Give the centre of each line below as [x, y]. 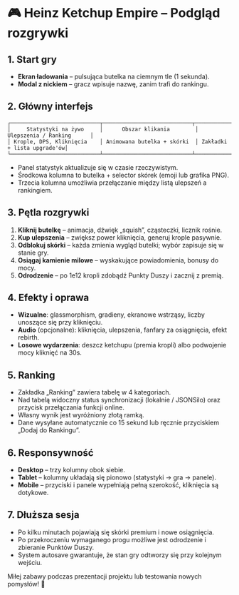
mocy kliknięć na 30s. [49, 352]
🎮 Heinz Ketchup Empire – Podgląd [114, 13]
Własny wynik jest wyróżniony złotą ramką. [81, 415]
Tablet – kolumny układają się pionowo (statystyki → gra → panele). [117, 477]
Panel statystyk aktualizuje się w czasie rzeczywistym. [98, 167]
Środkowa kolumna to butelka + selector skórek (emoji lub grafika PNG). [123, 175]
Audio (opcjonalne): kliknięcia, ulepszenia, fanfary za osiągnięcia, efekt [122, 330]
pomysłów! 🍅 [26, 584]
